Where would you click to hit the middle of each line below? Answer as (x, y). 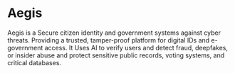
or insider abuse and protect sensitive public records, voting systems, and (116, 55)
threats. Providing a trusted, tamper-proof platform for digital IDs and (109, 40)
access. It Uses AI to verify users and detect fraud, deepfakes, (136, 47)
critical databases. (35, 62)
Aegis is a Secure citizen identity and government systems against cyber (114, 33)
